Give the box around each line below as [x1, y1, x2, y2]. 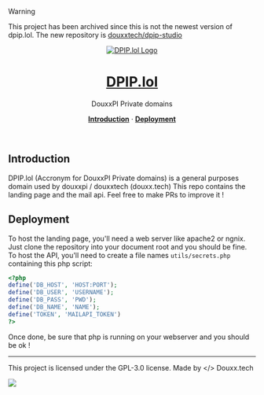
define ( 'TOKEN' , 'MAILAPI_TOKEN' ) [8, 310, 122, 318]
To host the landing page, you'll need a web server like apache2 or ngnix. [8, 234, 246, 243]
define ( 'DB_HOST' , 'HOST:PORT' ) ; [8, 281, 118, 290]
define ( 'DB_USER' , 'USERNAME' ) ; [8, 289, 114, 297]
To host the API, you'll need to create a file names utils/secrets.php [8, 250, 231, 260]
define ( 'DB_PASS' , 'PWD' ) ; [8, 296, 97, 304]
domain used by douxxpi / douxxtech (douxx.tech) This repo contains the [8, 181, 246, 191]
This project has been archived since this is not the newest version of [8, 22, 233, 31]
